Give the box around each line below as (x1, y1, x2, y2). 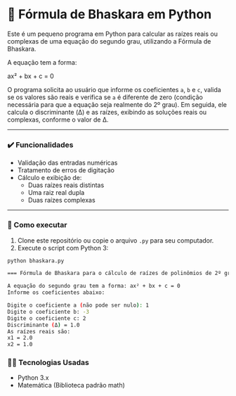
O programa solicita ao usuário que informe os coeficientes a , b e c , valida (7, 85, 221, 94)
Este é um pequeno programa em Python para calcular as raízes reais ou (7, 30, 218, 38)
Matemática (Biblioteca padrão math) (17, 381, 125, 390)
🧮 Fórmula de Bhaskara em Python (7, 6, 212, 23)
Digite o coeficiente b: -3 (7, 308, 90, 315)
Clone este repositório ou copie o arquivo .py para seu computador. (17, 236, 214, 245)
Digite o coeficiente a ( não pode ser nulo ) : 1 (7, 302, 150, 309)
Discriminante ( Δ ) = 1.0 (7, 321, 80, 328)
